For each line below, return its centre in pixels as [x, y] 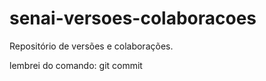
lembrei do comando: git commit [76, 65]
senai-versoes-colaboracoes [133, 18]
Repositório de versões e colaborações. [91, 46]
